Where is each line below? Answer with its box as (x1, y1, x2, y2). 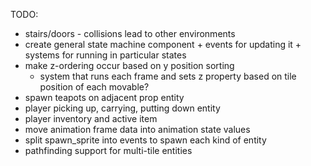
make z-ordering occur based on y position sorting (24, 60, 235, 71)
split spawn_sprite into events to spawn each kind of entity (24, 134, 267, 146)
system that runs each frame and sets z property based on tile (39, 70, 297, 82)
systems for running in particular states (24, 49, 187, 61)
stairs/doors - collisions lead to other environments (24, 28, 236, 39)
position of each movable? (39, 81, 150, 93)
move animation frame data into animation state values (24, 124, 251, 135)
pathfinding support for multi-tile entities (24, 145, 193, 156)
